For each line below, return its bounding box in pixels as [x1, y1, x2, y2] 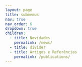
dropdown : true [5, 26, 37, 31]
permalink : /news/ [14, 40, 52, 45]
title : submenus [5, 12, 39, 17]
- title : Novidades [9, 36, 50, 41]
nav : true [5, 17, 26, 22]
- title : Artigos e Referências [9, 49, 77, 54]
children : [5, 31, 26, 36]
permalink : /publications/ [14, 54, 70, 59]
